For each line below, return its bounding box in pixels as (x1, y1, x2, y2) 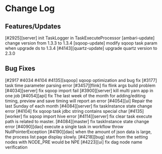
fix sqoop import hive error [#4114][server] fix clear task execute (23, 113, 152, 119)
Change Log (5, 3, 55, 14)
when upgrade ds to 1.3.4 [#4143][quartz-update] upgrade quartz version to (5, 46, 158, 51)
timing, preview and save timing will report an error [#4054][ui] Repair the (5, 98, 153, 104)
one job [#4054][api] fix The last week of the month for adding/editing (5, 92, 146, 98)
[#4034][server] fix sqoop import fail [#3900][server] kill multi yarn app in (5, 88, 154, 93)
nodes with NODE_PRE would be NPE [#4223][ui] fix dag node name (5, 139, 143, 145)
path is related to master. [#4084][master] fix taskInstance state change (5, 118, 149, 124)
